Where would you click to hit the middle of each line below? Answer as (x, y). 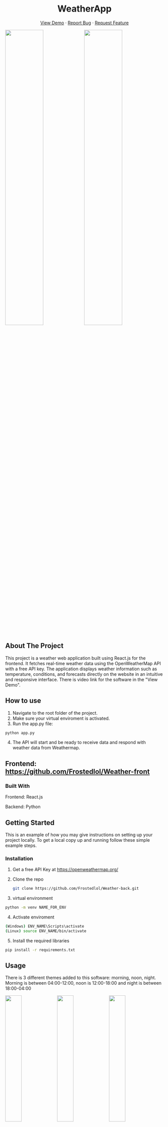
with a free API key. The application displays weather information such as (81, 669)
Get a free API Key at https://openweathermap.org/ (65, 870)
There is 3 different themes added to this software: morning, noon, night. (81, 978)
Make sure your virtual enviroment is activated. (61, 718)
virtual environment (33, 898)
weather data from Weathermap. (46, 748)
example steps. (21, 845)
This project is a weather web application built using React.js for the (75, 658)
